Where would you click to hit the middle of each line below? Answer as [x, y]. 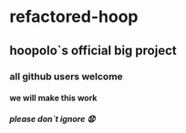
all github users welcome [66, 77]
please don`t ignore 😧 [52, 118]
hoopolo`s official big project [93, 51]
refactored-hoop [74, 17]
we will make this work [53, 98]
